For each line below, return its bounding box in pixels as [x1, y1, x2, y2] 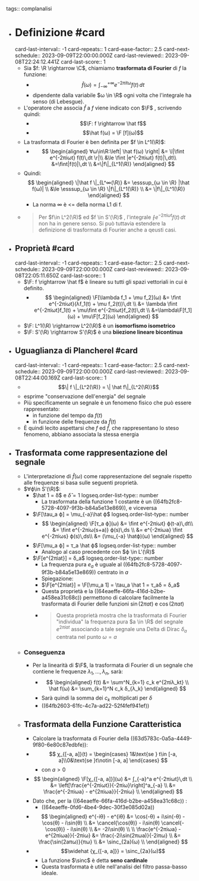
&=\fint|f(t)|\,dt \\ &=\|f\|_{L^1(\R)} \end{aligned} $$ [51, 161, 175, 168]
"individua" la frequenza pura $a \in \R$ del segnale [56, 618, 184, 625]
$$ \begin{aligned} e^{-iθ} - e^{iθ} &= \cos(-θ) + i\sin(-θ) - [41, 813, 185, 820]
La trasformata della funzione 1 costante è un [41, 498, 152, 505]
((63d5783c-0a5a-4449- [130, 735, 192, 742]
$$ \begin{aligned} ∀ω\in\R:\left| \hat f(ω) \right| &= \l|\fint [41, 148, 185, 155]
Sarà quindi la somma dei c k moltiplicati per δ [41, 694, 153, 703]
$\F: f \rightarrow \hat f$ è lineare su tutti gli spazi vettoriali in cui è [23, 278, 188, 285]
